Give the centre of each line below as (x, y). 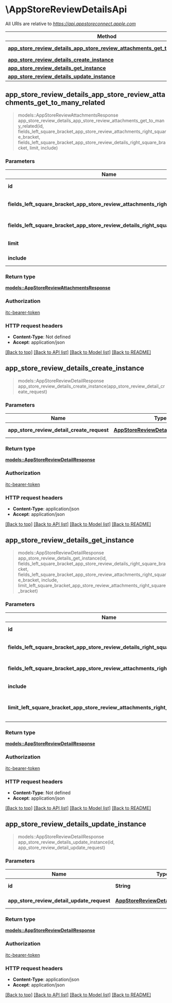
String (123, 886)
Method (107, 36)
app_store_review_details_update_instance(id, (66, 842)
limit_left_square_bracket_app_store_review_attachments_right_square (92, 585)
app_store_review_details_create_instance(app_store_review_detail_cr (91, 386)
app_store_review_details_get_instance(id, (62, 558)
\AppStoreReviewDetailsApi (66, 9)
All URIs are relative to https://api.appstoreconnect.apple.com (71, 24)
